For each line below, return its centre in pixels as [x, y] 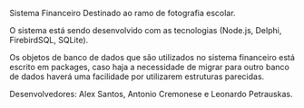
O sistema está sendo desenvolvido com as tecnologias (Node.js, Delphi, [146, 30]
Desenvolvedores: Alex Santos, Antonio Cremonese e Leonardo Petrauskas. [151, 94]
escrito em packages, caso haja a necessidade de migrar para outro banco [150, 67]
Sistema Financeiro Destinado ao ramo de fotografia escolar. [123, 13]
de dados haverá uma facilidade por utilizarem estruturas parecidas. [137, 76]
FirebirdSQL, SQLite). [49, 40]
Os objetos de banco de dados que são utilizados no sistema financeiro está [152, 57]
